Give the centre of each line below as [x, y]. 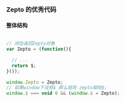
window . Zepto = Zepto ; [35, 82]
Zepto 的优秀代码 [31, 9]
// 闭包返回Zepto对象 [31, 43]
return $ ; [24, 65]
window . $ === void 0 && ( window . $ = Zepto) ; [63, 94]
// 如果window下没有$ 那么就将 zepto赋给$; [57, 88]
